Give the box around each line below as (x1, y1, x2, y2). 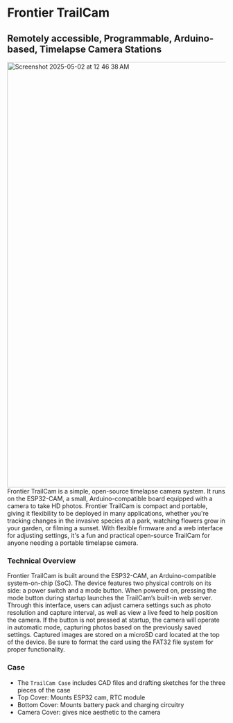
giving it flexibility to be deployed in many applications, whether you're (7, 509, 209, 517)
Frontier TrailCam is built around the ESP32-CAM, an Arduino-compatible (7, 572, 216, 580)
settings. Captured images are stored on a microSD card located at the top (7, 631, 220, 639)
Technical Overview (7, 556, 76, 566)
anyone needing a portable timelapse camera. (7, 539, 139, 547)
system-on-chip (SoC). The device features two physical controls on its (7, 579, 212, 587)
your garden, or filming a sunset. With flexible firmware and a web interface (7, 524, 223, 532)
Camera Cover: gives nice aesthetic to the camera (17, 708, 161, 716)
